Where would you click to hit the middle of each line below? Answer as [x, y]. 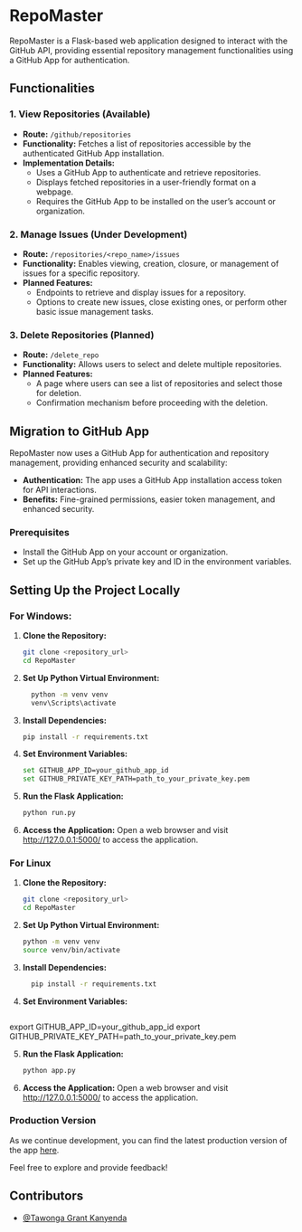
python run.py [49, 813]
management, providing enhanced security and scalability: [118, 463]
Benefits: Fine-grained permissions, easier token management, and [149, 499]
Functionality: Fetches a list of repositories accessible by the [137, 143]
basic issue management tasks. [94, 311]
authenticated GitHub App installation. [93, 153]
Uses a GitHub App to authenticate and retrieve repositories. [148, 172]
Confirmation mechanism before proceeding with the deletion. [152, 403]
